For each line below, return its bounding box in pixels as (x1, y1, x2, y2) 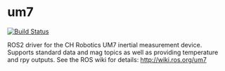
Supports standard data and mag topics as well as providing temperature (7, 48, 219, 56)
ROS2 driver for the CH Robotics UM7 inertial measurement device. (7, 40, 202, 49)
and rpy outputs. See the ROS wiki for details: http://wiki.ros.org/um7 (7, 55, 207, 63)
